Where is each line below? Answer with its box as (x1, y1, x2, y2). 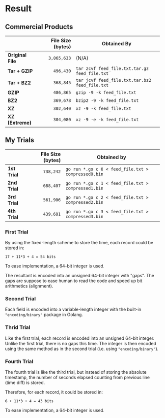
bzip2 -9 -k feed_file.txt (76, 98, 139, 103)
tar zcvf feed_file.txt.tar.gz (76, 66, 149, 71)
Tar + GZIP (7, 67, 33, 74)
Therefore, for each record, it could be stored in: (5, 389, 103, 395)
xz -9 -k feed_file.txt (76, 106, 132, 111)
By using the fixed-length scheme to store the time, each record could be (5, 240, 154, 246)
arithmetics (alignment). (5, 283, 54, 289)
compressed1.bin (65, 185, 104, 191)
